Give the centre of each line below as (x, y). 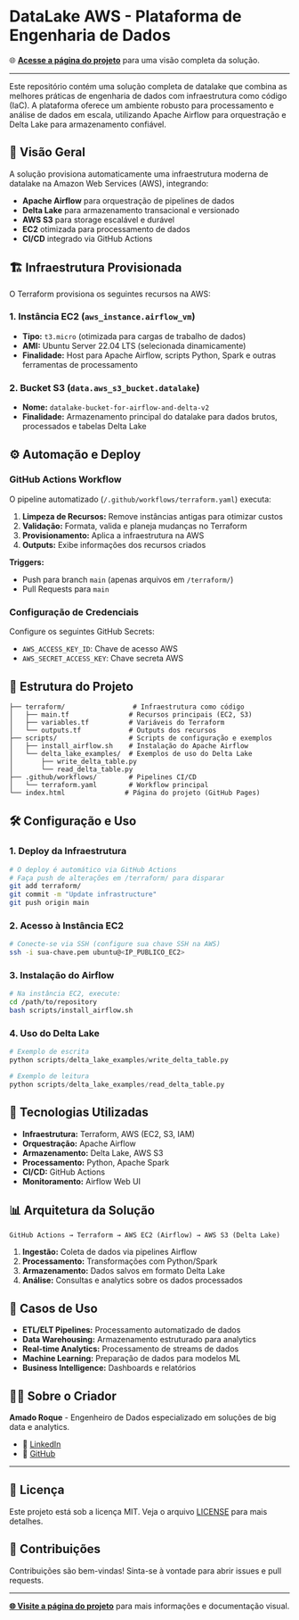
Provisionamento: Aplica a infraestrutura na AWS (113, 535)
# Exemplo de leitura (49, 1076)
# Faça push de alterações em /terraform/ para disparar (117, 878)
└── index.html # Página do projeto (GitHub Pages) (135, 793)
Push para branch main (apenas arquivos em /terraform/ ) (128, 579)
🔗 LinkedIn (41, 1444)
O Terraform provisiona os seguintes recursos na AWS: (110, 294)
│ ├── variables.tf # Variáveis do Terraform (117, 722)
